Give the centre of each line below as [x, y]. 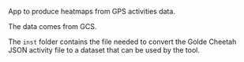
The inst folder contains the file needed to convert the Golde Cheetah [122, 42]
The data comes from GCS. [53, 26]
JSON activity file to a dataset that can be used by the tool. [104, 50]
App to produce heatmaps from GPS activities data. [92, 11]
